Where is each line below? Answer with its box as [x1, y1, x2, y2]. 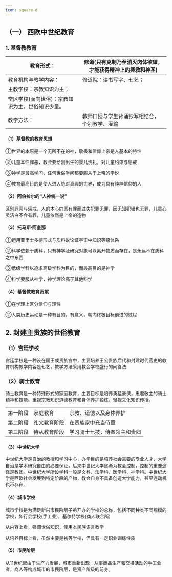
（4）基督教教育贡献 [5, 288, 49, 294]
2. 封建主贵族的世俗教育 [5, 328, 81, 337]
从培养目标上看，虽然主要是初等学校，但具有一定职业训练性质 [5, 535, 136, 541]
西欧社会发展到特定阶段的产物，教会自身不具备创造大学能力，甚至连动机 [14, 475, 167, 481]
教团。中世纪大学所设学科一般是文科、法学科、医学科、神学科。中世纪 [14, 469, 162, 475]
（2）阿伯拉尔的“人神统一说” [5, 193, 67, 199]
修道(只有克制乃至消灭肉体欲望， [83, 59, 163, 66]
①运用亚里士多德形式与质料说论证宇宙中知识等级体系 [5, 237, 119, 243]
